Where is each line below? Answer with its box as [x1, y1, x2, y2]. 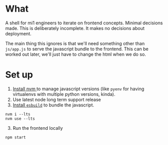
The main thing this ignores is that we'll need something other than [5, 40, 145, 46]
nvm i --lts [5, 112, 30, 117]
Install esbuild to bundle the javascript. [12, 102, 94, 108]
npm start [5, 135, 26, 140]
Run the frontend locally [12, 125, 63, 131]
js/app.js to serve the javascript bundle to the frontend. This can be [5, 46, 149, 52]
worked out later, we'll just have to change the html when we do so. [5, 51, 146, 57]
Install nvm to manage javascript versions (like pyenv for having [12, 86, 145, 92]
